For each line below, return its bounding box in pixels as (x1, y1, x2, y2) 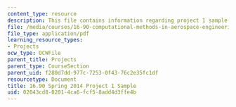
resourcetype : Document (7, 75, 77, 83)
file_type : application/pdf (7, 30, 90, 37)
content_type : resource (7, 10, 77, 18)
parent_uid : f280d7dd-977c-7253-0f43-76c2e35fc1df (7, 69, 159, 76)
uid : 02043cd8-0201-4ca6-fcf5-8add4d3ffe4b (7, 89, 137, 96)
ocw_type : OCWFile (7, 50, 61, 57)
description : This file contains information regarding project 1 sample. (7, 17, 231, 24)
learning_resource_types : (7, 37, 83, 44)
